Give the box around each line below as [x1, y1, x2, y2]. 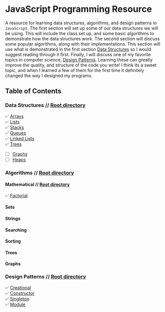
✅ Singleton [5, 296, 30, 302]
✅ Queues [5, 130, 26, 136]
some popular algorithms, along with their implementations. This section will [5, 41, 161, 47]
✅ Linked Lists [5, 135, 35, 141]
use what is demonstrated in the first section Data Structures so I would [5, 46, 152, 52]
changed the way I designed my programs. [5, 72, 93, 78]
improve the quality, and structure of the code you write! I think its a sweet [5, 62, 157, 68]
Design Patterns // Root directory [5, 273, 86, 280]
